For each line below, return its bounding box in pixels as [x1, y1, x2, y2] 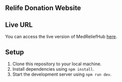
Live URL [5, 21, 33, 29]
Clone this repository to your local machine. [12, 61, 102, 67]
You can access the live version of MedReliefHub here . [5, 34, 118, 40]
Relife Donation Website [5, 4, 81, 12]
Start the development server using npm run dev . [12, 71, 112, 78]
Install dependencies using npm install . [12, 66, 94, 72]
